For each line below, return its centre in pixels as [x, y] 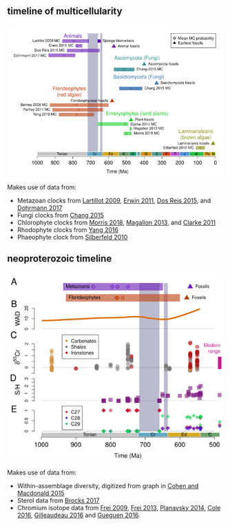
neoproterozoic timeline [60, 259]
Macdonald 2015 [41, 493]
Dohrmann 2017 [40, 208]
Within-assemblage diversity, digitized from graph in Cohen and [108, 485]
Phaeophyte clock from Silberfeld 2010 [72, 237]
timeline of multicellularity [65, 11]
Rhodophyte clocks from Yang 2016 [68, 229]
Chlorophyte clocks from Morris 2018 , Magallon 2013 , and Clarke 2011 [116, 222]
